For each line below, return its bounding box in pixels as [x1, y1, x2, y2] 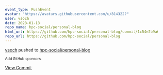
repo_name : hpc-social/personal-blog [5, 25, 81, 30]
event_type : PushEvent [5, 7, 51, 12]
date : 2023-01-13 [5, 20, 40, 25]
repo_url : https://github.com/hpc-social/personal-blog [5, 34, 120, 39]
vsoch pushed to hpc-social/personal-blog [5, 47, 91, 53]
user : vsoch [5, 16, 29, 21]
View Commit [5, 64, 32, 70]
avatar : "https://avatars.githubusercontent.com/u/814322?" [5, 12, 130, 16]
